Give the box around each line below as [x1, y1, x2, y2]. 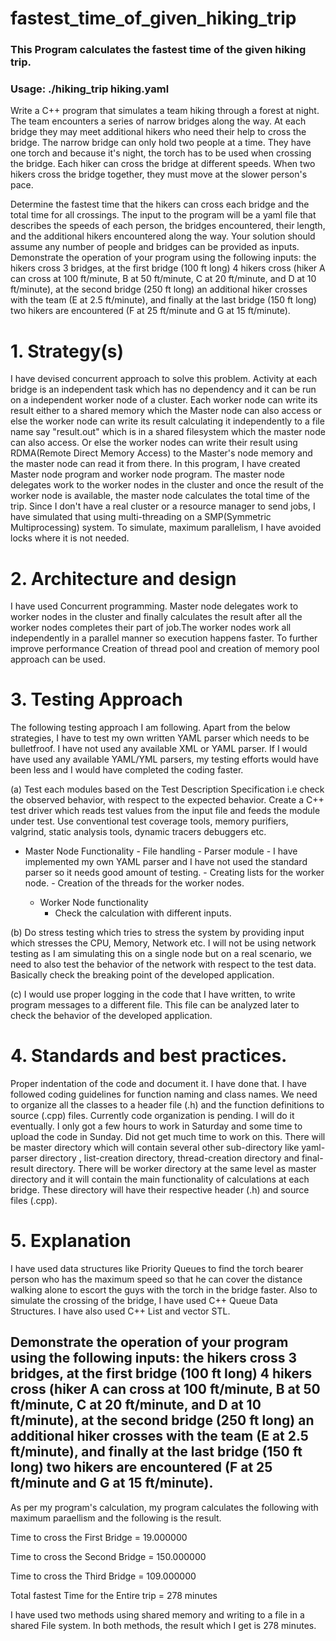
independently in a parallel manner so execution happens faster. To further [10, 632, 318, 644]
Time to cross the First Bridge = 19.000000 [10, 1531, 188, 1543]
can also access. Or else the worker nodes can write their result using [10, 437, 298, 449]
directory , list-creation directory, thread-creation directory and [39, 1152, 300, 1164]
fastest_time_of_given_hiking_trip [10, 7, 297, 30]
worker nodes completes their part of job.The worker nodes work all [10, 622, 292, 634]
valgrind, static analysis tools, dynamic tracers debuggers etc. [10, 826, 267, 838]
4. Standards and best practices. [10, 1045, 288, 1067]
